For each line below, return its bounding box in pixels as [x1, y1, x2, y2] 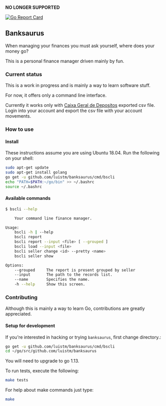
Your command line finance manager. [14, 216, 93, 221]
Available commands [5, 195, 51, 201]
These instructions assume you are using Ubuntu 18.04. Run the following [5, 150, 160, 156]
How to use [5, 126, 34, 133]
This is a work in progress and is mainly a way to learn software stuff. [5, 82, 151, 88]
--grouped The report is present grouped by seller [14, 267, 136, 273]
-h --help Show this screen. [14, 282, 86, 287]
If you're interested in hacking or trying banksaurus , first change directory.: [5, 334, 161, 340]
